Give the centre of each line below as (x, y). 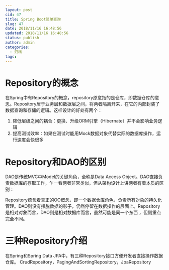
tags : (11, 56)
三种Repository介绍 (46, 241)
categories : (18, 47)
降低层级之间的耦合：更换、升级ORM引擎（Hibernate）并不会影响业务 (85, 121)
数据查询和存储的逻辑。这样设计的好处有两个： (54, 110)
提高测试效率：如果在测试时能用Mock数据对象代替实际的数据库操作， (84, 133)
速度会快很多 (30, 140)
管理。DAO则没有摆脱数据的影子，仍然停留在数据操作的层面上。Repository (83, 206)
